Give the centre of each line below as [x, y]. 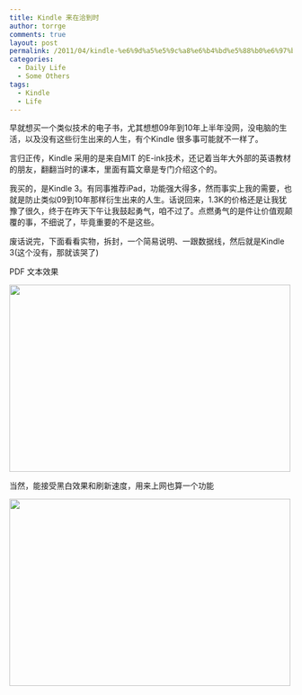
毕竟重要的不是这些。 [119, 222]
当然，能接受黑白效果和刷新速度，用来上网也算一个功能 [111, 486]
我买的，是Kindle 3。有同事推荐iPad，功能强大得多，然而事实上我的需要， [147, 189]
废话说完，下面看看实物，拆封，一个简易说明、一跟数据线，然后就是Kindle [147, 241]
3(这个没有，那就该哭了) [54, 253]
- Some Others [44, 76]
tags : [19, 85]
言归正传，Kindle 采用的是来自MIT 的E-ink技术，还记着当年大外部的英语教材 [150, 158]
